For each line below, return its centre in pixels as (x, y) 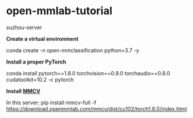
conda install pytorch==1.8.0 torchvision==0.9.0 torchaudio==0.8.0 (88, 73)
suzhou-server (24, 27)
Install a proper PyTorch (36, 62)
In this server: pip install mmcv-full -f (51, 103)
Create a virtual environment (42, 39)
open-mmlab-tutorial (59, 11)
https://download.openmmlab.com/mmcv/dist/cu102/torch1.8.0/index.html (96, 109)
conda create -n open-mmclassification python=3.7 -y (73, 50)
